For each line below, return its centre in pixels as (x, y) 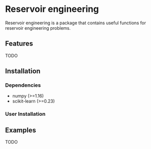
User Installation (25, 114)
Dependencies (23, 85)
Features (19, 44)
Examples (21, 130)
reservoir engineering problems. (38, 28)
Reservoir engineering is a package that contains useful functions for (75, 23)
